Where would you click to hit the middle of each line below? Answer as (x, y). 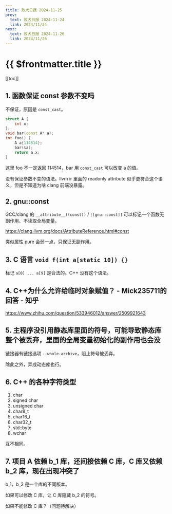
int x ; (22, 124)
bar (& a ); (24, 148)
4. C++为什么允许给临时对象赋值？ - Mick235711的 (86, 291)
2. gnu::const (27, 201)
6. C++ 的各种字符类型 (41, 382)
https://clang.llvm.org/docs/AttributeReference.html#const (67, 231)
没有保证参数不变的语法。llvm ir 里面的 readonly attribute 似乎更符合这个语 (84, 178)
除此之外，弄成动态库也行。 (35, 364)
